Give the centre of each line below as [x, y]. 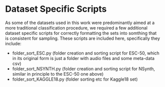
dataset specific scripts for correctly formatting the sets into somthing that [81, 33]
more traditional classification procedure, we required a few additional [76, 28]
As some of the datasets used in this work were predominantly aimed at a [80, 23]
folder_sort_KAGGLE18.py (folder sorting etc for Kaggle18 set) [75, 79]
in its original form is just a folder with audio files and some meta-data [83, 58]
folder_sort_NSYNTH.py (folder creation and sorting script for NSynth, [83, 69]
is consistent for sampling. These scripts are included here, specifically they [83, 38]
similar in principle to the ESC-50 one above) [58, 74]
